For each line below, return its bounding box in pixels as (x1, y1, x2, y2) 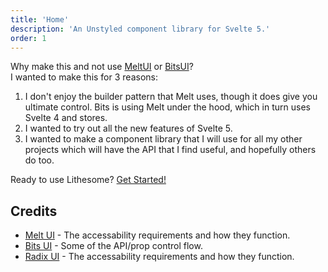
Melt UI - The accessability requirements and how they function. (24, 229, 291, 241)
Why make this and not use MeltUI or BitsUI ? (10, 61, 194, 73)
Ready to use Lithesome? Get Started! (10, 174, 167, 186)
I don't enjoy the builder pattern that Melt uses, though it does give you (24, 91, 318, 103)
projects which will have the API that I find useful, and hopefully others (24, 144, 317, 156)
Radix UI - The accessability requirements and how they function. (24, 251, 295, 263)
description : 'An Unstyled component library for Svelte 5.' (10, 24, 271, 34)
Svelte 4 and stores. (24, 112, 108, 124)
